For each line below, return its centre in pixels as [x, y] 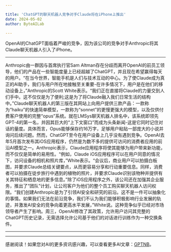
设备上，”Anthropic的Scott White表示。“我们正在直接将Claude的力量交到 [85, 91]
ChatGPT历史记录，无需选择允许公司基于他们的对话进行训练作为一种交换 [82, 218]
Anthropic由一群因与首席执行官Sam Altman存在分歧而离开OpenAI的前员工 [83, 65]
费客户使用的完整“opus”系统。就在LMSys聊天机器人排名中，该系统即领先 [82, 116]
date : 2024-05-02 [24, 19]
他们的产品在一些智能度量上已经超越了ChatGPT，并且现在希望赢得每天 [88, 72]
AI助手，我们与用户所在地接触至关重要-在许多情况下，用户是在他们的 [86, 84]
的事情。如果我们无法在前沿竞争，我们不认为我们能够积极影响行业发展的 [81, 199]
